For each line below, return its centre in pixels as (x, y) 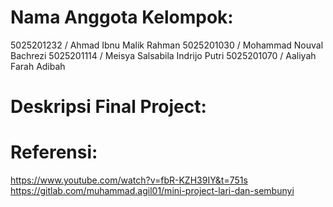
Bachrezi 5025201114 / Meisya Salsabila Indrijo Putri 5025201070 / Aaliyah (163, 55)
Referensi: (54, 152)
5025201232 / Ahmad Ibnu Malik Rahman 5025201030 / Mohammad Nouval (167, 45)
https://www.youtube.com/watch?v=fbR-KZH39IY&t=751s (129, 180)
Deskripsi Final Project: (108, 107)
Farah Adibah (38, 66)
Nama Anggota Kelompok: (122, 17)
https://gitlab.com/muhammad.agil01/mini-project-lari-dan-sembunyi (152, 191)
